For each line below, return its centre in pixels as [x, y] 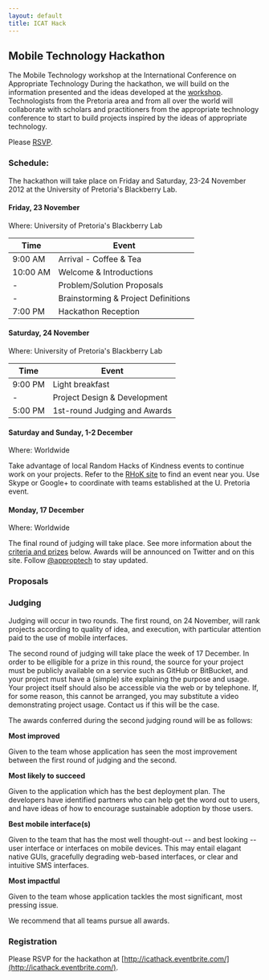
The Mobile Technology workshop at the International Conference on [122, 75]
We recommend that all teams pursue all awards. [89, 920]
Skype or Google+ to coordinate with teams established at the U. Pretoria [129, 483]
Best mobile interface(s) [49, 824]
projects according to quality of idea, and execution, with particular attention [135, 629]
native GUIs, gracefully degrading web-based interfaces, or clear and [123, 856]
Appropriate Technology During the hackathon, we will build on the [119, 84]
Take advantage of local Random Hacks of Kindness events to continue [126, 466]
